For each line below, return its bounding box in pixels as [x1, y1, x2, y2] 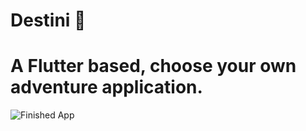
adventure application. [10, 76, 203, 99]
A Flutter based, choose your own [10, 55, 297, 78]
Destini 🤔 [10, 9, 87, 32]
